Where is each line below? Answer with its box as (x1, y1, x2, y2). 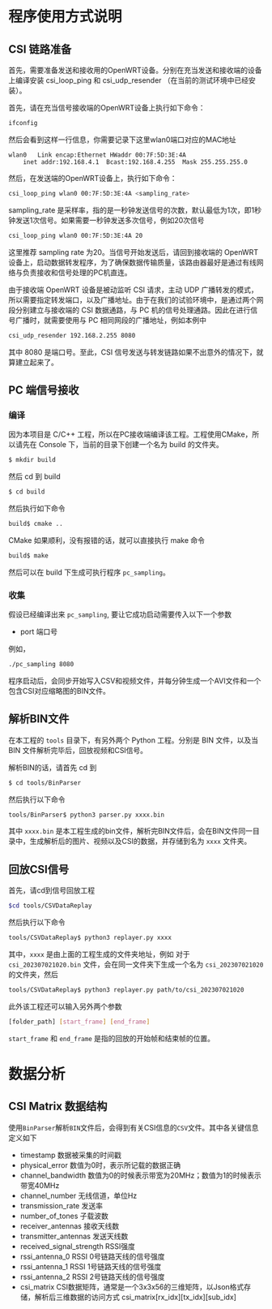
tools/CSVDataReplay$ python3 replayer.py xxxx (8, 934, 172, 942)
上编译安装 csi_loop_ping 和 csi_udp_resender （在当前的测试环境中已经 (8, 75, 249, 85)
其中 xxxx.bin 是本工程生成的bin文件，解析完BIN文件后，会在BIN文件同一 (8, 826, 253, 836)
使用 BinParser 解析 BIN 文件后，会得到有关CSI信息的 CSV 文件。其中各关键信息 (8, 1122, 259, 1132)
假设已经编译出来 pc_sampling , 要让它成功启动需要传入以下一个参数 (8, 609, 232, 619)
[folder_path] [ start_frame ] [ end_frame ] (8, 1018, 151, 1026)
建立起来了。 (15, 357, 58, 367)
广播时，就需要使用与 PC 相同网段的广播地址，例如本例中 (15, 315, 207, 325)
